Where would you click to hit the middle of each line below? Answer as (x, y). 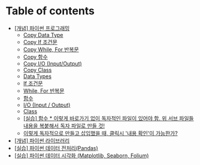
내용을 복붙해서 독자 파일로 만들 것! (64, 126)
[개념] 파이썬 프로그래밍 (42, 28)
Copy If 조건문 (40, 42)
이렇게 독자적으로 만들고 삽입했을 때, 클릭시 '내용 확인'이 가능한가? (100, 133)
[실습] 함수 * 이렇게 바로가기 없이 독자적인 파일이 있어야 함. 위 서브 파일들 (108, 118)
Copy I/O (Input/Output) (52, 63)
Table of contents (50, 11)
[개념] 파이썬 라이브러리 (42, 141)
